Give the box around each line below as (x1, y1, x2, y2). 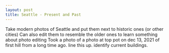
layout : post (5, 7, 33, 13)
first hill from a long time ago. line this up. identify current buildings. (5, 42, 149, 48)
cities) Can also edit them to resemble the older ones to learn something (5, 31, 158, 37)
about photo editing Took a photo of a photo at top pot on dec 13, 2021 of (5, 36, 160, 43)
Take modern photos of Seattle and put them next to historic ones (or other (5, 26, 164, 32)
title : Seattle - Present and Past (5, 12, 81, 17)
